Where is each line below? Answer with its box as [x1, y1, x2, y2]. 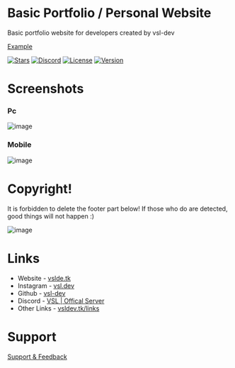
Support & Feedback [7, 352, 67, 361]
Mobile [7, 140, 32, 150]
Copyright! [7, 181, 72, 196]
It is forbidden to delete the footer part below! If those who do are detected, [7, 204, 228, 213]
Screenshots [7, 81, 84, 97]
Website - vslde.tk [17, 274, 71, 282]
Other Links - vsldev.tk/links [17, 303, 100, 313]
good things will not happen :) [7, 211, 94, 221]
